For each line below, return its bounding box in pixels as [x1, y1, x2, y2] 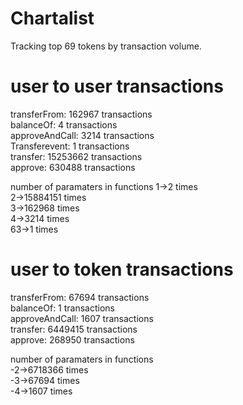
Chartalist [10, 7, 95, 30]
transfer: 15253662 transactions [10, 150, 143, 162]
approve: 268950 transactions [10, 333, 135, 346]
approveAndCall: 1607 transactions [10, 312, 154, 324]
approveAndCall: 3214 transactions [10, 129, 155, 141]
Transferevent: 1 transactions [10, 140, 130, 152]
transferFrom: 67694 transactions [10, 291, 150, 303]
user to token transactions [10, 258, 234, 281]
